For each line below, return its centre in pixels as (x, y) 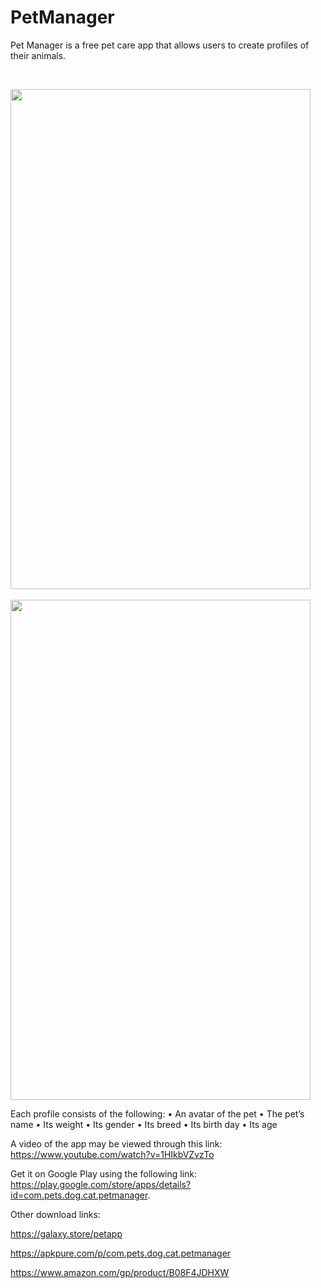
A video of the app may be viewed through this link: (116, 1143)
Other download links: (55, 1214)
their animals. (38, 55)
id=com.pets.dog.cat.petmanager (79, 1195)
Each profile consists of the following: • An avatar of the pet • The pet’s (157, 1113)
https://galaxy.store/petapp (66, 1233)
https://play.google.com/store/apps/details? (101, 1184)
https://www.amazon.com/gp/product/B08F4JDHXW (120, 1272)
